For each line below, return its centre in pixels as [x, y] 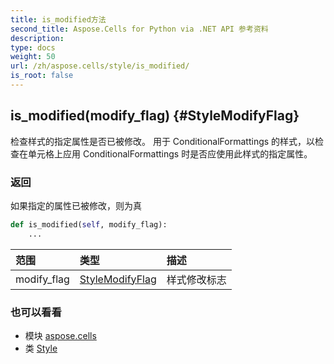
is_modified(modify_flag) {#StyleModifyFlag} [155, 116]
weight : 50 [33, 57]
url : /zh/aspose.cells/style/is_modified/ [100, 66]
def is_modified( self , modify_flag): [89, 224]
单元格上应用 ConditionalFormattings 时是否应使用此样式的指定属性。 [170, 153]
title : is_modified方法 [58, 19]
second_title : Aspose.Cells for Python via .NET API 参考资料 [139, 29]
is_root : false [42, 76]
